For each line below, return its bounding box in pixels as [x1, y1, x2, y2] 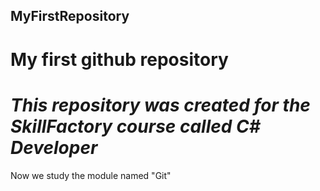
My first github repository [10, 48, 229, 71]
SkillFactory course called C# [10, 115, 261, 138]
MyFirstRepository [10, 8, 130, 25]
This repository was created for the [10, 94, 311, 116]
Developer [10, 136, 98, 159]
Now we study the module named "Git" [10, 169, 172, 181]
